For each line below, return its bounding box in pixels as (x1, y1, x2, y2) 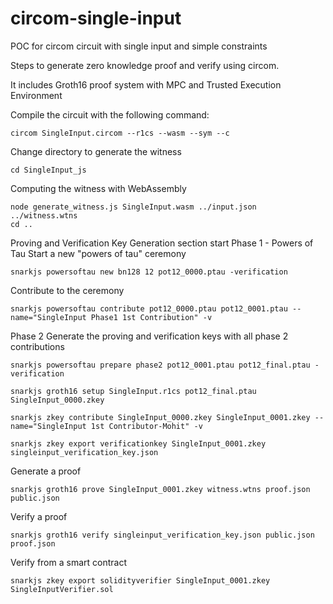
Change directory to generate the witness (10, 145, 182, 157)
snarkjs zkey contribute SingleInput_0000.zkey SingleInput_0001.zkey (10, 412, 311, 422)
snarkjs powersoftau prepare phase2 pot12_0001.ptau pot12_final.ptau (10, 360, 311, 370)
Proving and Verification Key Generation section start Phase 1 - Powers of (10, 237, 314, 249)
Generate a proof (10, 465, 82, 477)
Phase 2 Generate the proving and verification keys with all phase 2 (10, 330, 289, 342)
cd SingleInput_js (10, 165, 87, 175)
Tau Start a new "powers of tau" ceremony (10, 247, 187, 259)
